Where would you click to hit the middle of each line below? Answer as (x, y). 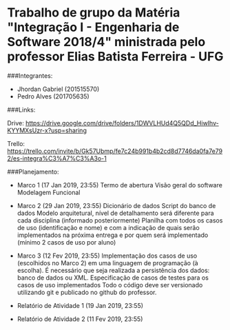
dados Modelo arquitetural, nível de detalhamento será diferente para (116, 213)
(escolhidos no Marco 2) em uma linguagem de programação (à (107, 262)
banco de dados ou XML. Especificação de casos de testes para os (113, 278)
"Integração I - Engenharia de (93, 27)
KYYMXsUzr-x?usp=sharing (47, 130)
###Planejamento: (33, 172)
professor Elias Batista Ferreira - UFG (115, 57)
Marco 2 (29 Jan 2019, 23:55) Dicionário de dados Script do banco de (116, 205)
